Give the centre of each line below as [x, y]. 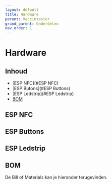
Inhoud [16, 71]
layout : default [22, 10]
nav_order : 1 [19, 28]
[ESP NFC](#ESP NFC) [35, 83]
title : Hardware [22, 14]
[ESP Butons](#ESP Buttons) [41, 89]
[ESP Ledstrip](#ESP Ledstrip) [43, 94]
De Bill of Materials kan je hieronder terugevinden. [56, 178]
